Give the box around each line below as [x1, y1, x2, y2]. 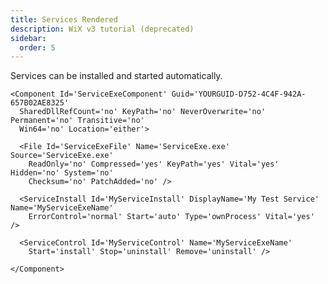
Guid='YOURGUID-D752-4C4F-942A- [171, 89, 307, 100]
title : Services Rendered [10, 14, 118, 25]
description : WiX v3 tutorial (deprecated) [10, 24, 195, 34]
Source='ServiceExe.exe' [10, 151, 114, 161]
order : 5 [19, 42, 56, 53]
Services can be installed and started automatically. [10, 70, 223, 82]
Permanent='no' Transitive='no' [10, 116, 145, 126]
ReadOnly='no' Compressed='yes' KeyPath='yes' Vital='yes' [28, 159, 280, 170]
